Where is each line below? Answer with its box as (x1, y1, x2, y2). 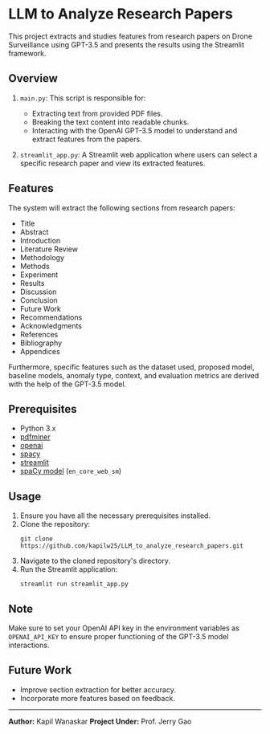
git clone (19, 535, 54, 543)
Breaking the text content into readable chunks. (31, 117, 190, 127)
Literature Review (19, 244, 79, 254)
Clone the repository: (19, 520, 91, 529)
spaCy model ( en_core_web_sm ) (19, 467, 122, 476)
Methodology (19, 252, 65, 262)
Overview (8, 71, 59, 85)
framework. (8, 48, 47, 58)
